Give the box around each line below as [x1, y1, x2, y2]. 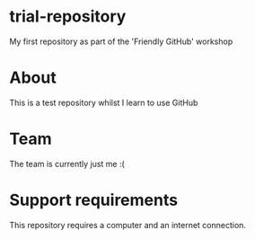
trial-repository [9, 6, 127, 27]
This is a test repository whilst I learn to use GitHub [9, 97, 198, 108]
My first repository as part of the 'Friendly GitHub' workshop [9, 36, 233, 47]
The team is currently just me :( [9, 158, 126, 169]
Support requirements [9, 190, 178, 210]
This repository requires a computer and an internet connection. [9, 219, 247, 230]
